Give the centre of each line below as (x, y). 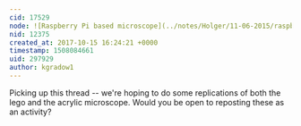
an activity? (30, 112)
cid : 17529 (30, 17)
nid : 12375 (30, 34)
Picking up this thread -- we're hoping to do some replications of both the (145, 92)
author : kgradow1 (42, 68)
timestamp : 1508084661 (52, 51)
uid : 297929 (31, 59)
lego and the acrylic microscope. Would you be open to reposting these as (147, 102)
